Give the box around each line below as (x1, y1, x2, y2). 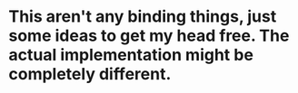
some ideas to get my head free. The (8, 25, 290, 46)
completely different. (8, 64, 172, 85)
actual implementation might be (8, 45, 253, 65)
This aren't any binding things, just (8, 6, 277, 27)
